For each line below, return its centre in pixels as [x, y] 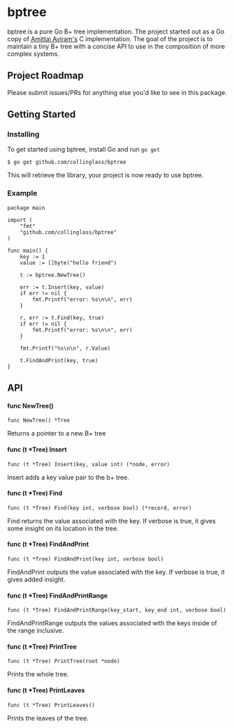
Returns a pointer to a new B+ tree [57, 433]
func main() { [28, 251]
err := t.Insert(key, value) [62, 287]
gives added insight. [36, 579]
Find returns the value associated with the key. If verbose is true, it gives [112, 521]
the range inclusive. [36, 631]
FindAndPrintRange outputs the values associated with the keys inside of [112, 623]
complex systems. [33, 54]
